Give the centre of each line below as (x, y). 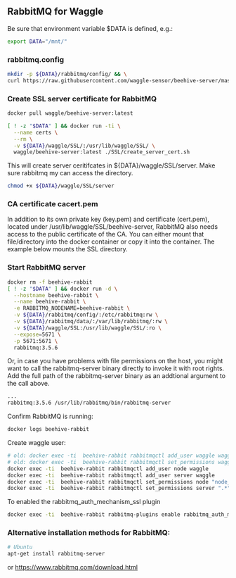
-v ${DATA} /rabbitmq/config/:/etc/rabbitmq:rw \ (86, 315)
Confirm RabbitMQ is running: (50, 416)
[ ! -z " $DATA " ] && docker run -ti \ (64, 126)
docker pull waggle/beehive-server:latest (70, 113)
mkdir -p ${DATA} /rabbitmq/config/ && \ (67, 74)
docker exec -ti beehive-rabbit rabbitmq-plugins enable (94, 515)
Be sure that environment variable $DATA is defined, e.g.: (90, 28)
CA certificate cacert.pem (53, 204)
